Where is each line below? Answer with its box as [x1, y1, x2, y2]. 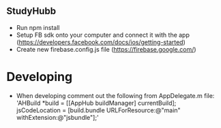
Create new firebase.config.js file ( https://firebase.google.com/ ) [16, 45, 196, 53]
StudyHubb [6, 5, 56, 17]
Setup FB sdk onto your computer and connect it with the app [16, 31, 190, 39]
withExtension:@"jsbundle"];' [16, 113, 100, 121]
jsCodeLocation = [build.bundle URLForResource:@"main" [16, 106, 181, 114]
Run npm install [16, 23, 60, 31]
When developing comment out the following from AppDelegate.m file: [16, 91, 215, 99]
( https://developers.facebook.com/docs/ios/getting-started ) [16, 37, 186, 46]
